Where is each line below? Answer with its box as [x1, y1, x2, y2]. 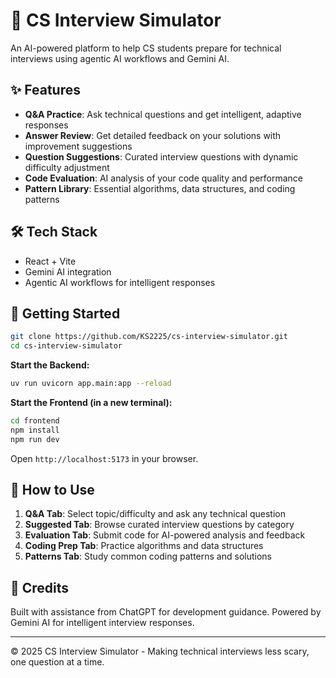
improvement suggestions [24, 140, 133, 152]
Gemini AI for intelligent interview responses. [10, 617, 195, 629]
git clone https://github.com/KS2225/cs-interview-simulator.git [10, 332, 288, 342]
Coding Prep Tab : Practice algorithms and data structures [24, 540, 264, 552]
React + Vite [24, 255, 77, 267]
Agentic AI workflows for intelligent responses [24, 276, 216, 288]
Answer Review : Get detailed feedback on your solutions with [24, 129, 282, 141]
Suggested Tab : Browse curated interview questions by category [24, 519, 295, 531]
